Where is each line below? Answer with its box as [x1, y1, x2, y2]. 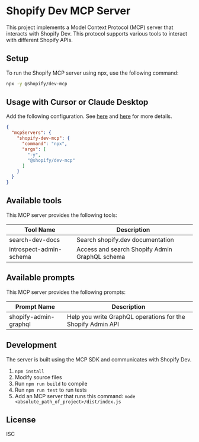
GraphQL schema [76, 252, 126, 261]
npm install [14, 369, 44, 374]
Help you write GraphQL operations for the [67, 312, 185, 321]
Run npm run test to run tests [14, 386, 87, 393]
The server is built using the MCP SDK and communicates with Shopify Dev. [6, 355, 192, 363]
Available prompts [6, 273, 75, 283]
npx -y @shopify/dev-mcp [6, 81, 68, 87]
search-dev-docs [9, 235, 60, 244]
